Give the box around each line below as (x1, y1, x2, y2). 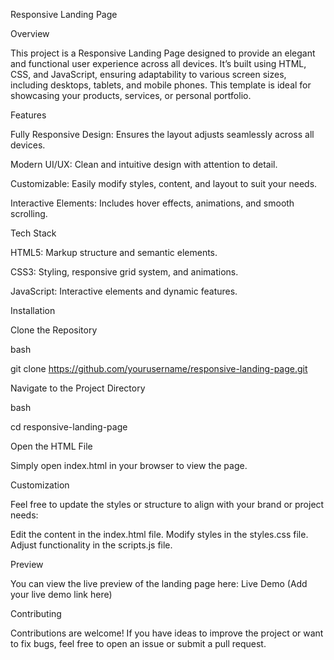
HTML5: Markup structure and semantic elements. (10, 247, 218, 258)
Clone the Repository (10, 324, 98, 336)
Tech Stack (10, 227, 57, 239)
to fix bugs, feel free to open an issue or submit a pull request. (10, 638, 267, 649)
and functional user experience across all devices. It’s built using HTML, (10, 58, 307, 69)
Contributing (10, 608, 62, 619)
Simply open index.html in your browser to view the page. (10, 460, 248, 471)
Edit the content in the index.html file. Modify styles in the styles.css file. (10, 529, 309, 540)
